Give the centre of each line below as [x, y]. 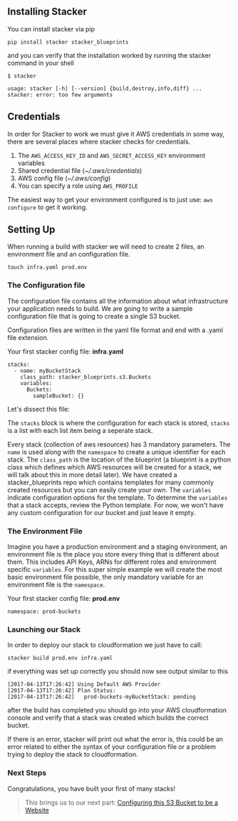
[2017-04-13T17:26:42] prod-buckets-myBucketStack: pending [102, 697]
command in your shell [41, 63]
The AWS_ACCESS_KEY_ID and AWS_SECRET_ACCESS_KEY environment [112, 155]
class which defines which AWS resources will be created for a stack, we [115, 467]
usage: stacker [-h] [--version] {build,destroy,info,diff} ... [105, 89]
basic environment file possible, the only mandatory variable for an [105, 577]
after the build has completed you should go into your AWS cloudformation [117, 710]
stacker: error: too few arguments [60, 95]
